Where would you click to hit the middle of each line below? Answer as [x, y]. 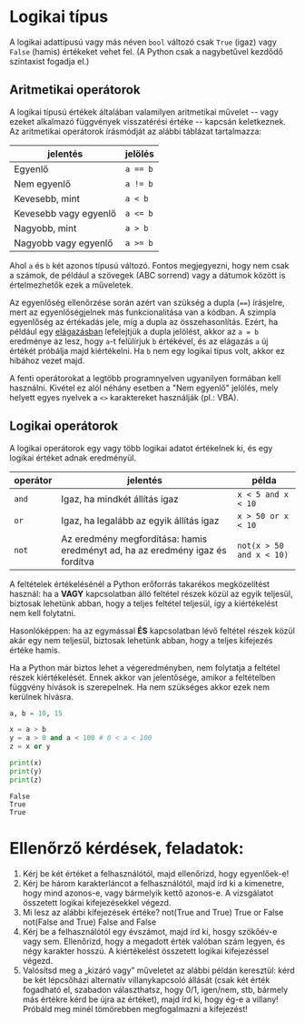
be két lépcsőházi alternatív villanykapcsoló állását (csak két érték [146, 979]
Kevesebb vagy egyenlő [65, 213]
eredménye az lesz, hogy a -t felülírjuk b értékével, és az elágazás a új [139, 341]
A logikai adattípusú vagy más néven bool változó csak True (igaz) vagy [143, 42]
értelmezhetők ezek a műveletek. [71, 285]
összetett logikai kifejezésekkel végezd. [97, 902]
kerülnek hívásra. [42, 696]
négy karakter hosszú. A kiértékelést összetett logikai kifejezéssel [146, 951]
